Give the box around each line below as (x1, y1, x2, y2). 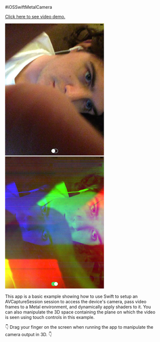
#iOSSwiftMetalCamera (5, 4, 52, 10)
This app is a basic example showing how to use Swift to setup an (5, 293, 138, 299)
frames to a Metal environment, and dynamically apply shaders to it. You (5, 304, 151, 310)
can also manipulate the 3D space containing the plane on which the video (5, 309, 156, 315)
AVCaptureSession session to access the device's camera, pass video (5, 299, 147, 304)
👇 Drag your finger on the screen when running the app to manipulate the (5, 324, 154, 330)
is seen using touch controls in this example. (5, 314, 95, 320)
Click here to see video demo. (5, 14, 66, 19)
